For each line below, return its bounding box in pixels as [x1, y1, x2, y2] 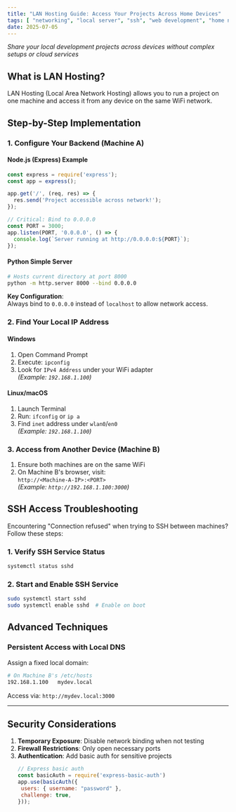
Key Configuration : [7, 292, 64, 301]
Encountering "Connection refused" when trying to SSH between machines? [7, 522, 228, 530]
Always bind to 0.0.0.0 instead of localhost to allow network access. [7, 299, 209, 308]
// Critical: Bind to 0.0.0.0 [7, 216, 96, 224]
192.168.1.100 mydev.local [7, 678, 93, 685]
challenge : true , [20, 792, 72, 799]
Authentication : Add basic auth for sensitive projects [17, 752, 172, 760]
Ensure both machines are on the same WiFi [17, 460, 145, 469]
